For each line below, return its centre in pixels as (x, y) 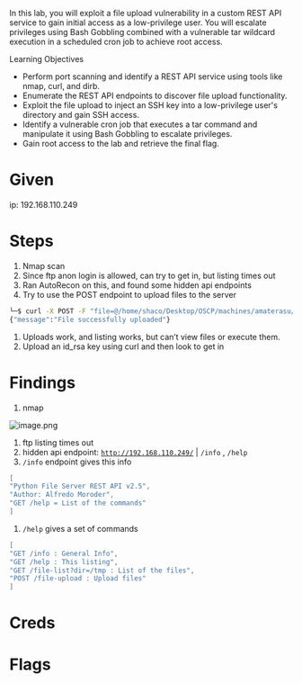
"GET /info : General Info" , (64, 553)
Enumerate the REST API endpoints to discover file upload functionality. (155, 95)
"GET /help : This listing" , (64, 562)
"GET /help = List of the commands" (78, 503)
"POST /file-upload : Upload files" (78, 579)
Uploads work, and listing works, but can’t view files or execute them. (151, 337)
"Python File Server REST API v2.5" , (80, 486)
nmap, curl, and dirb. (61, 86)
